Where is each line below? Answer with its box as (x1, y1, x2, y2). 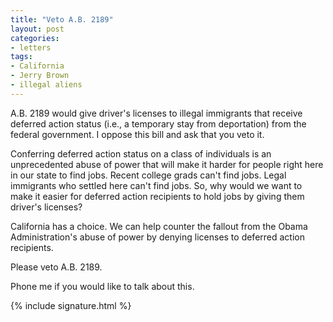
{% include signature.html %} (10, 299, 132, 311)
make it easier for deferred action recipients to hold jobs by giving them (10, 190, 305, 202)
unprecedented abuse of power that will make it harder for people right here (10, 158, 324, 170)
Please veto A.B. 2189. (10, 261, 103, 273)
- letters (10, 42, 52, 53)
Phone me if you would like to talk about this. (10, 280, 195, 292)
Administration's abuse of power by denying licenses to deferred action (10, 231, 306, 243)
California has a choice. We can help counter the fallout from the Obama (10, 220, 308, 232)
